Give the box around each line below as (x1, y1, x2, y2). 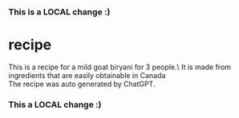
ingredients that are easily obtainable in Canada (8, 70, 166, 80)
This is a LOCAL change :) (8, 6, 111, 18)
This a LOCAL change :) (8, 99, 102, 110)
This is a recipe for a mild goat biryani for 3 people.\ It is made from (8, 62, 231, 72)
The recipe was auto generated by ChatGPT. (8, 79, 156, 88)
